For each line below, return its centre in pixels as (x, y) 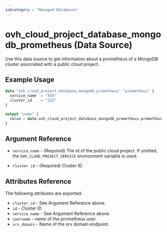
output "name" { (22, 114)
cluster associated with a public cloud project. (52, 64)
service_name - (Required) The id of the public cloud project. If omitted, (85, 151)
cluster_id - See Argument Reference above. (59, 203)
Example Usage (30, 79)
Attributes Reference (38, 181)
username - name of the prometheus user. (54, 219)
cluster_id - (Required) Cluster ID (47, 166)
